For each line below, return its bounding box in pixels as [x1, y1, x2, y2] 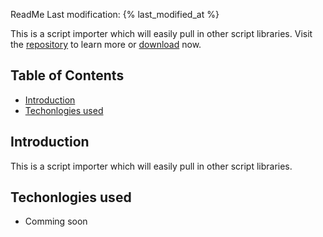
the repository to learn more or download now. [10, 39, 202, 50]
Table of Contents [10, 67, 125, 84]
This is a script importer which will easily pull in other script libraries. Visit [10, 28, 313, 39]
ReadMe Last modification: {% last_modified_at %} [10, 9, 220, 20]
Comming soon [24, 215, 88, 228]
